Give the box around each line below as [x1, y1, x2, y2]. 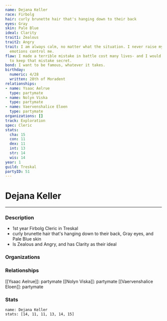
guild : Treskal [5, 164, 37, 169]
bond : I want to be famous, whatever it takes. [5, 63, 106, 68]
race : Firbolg [5, 12, 35, 17]
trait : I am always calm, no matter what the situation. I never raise [5, 44, 157, 49]
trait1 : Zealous [5, 35, 39, 40]
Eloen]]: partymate [5, 284, 44, 290]
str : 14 [9, 151, 26, 156]
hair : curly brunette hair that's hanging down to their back [5, 16, 137, 21]
